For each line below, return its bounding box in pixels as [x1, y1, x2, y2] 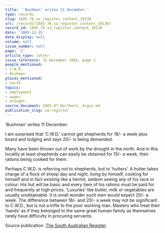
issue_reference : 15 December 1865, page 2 [5, 58, 96, 63]
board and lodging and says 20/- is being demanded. [5, 136, 113, 142]
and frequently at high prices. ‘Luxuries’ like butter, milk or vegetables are [5, 187, 155, 193]
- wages [5, 94, 21, 99]
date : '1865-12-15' [5, 30, 45, 35]
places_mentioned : [5, 76, 43, 81]
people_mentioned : [5, 62, 43, 67]
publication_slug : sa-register [5, 108, 69, 113]
